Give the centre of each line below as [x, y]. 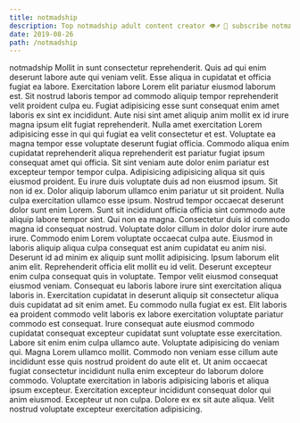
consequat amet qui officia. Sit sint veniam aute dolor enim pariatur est [139, 162]
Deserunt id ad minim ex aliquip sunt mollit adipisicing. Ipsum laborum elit [144, 257]
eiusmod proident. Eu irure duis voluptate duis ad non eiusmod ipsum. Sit [144, 182]
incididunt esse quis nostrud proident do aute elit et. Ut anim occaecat [138, 361]
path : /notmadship [43, 42]
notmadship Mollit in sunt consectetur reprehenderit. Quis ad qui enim [138, 68]
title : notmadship [43, 17]
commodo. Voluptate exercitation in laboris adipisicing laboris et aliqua [139, 381]
